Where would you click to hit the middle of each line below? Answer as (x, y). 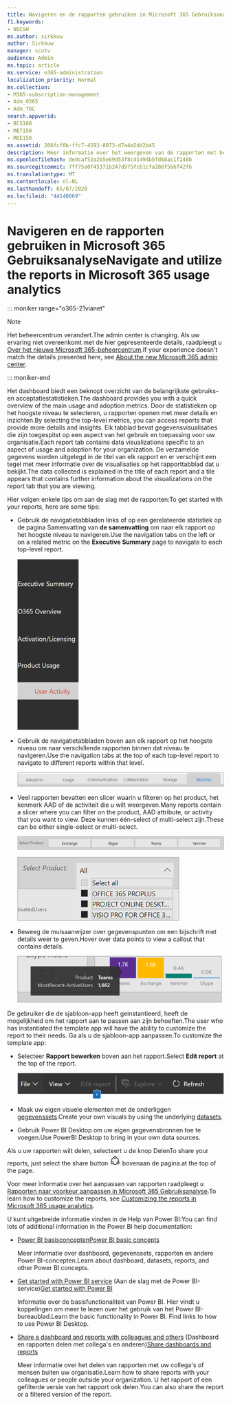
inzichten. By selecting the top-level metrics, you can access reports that (110, 421)
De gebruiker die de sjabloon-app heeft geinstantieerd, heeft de (97, 1013)
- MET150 (20, 131)
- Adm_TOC (21, 109)
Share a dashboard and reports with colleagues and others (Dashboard (118, 1337)
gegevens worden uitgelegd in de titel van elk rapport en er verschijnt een (112, 457)
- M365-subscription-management (53, 94)
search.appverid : (32, 116)
